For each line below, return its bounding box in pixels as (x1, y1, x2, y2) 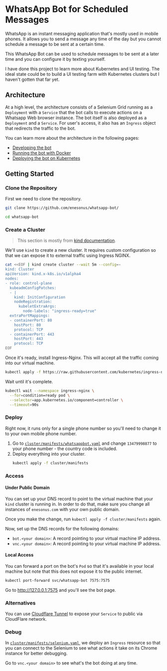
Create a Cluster (5, 226, 46, 233)
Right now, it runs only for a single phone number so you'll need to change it (5, 425, 162, 431)
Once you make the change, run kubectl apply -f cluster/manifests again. (5, 516, 162, 522)
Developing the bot (12, 145, 52, 151)
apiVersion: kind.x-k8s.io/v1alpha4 (5, 272, 81, 277)
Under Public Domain (5, 485, 50, 491)
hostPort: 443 (14, 336, 43, 341)
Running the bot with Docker (12, 150, 71, 156)
